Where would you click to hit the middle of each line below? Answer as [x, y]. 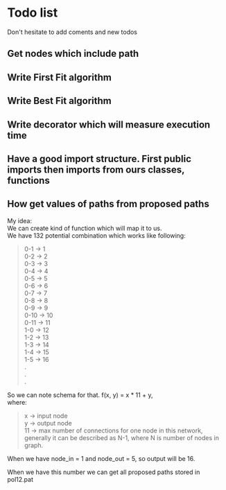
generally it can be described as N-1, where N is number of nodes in [122, 437]
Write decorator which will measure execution [109, 124]
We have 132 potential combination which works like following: [96, 235]
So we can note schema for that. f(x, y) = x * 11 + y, [80, 395]
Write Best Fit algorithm [60, 101]
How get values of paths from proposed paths [108, 204]
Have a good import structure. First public [99, 158]
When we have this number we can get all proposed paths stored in [104, 472]
